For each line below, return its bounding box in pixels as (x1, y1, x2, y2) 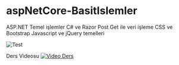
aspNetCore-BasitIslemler (6, 4, 138, 18)
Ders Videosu (6, 52, 40, 59)
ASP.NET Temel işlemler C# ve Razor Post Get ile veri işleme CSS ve (6, 23, 173, 30)
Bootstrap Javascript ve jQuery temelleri (6, 29, 105, 36)
